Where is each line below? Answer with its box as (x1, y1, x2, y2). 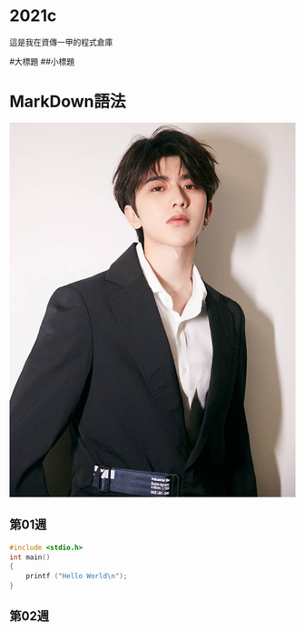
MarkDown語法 (9, 92, 126, 112)
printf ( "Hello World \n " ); (25, 572, 128, 581)
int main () (9, 552, 51, 562)
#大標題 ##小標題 (9, 55, 75, 66)
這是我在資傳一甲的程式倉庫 (9, 36, 113, 47)
